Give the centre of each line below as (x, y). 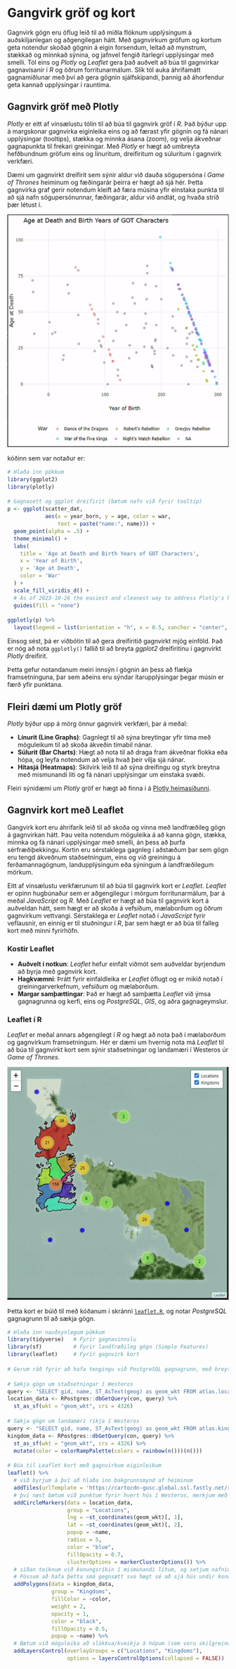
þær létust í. (25, 205)
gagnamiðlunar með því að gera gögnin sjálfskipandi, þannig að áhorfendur (116, 77)
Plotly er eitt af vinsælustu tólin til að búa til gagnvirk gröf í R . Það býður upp (117, 124)
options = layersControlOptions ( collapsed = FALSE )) (146, 1658)
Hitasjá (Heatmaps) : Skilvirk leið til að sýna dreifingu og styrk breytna (118, 767)
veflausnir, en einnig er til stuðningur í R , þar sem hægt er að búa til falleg (113, 923)
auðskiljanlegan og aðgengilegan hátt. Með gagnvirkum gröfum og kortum (114, 39)
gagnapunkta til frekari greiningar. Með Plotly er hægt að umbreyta (104, 146)
